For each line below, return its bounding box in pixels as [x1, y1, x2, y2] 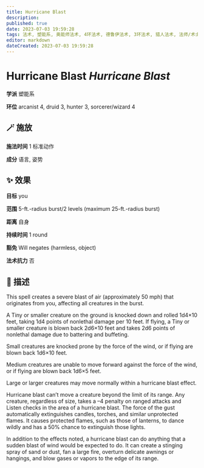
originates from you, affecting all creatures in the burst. [6, 300, 144, 307]
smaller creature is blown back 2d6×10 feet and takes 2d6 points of [6, 324, 175, 332]
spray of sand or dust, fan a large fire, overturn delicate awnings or [6, 448, 174, 456]
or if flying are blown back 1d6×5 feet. [6, 367, 101, 375]
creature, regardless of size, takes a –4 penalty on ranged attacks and [6, 397, 182, 405]
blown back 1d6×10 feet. [6, 349, 68, 356]
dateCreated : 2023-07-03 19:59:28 [6, 43, 94, 49]
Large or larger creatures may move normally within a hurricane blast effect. [6, 379, 197, 387]
